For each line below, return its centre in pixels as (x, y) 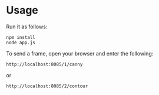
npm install (21, 37)
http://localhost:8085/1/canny (44, 64)
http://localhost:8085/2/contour (47, 86)
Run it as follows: (27, 27)
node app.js (21, 42)
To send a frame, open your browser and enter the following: (80, 53)
